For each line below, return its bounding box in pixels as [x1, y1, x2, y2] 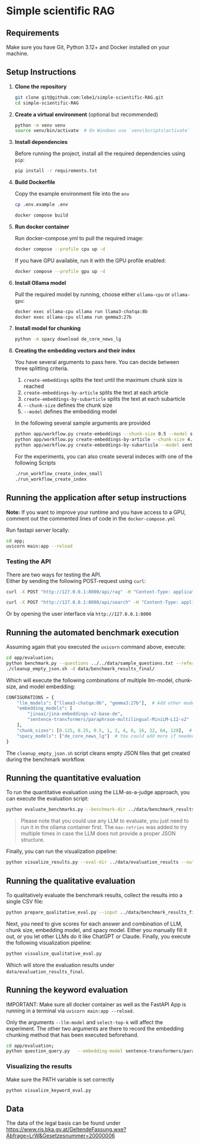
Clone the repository [14, 83, 67, 90]
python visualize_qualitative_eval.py [6, 950, 102, 956]
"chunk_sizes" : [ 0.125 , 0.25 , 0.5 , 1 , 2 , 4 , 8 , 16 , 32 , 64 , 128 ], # [17, 727, 192, 733]
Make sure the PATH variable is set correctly [6, 1075, 114, 1083]
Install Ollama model [14, 279, 66, 286]
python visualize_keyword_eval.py [6, 1087, 92, 1093]
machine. [6, 50, 29, 57]
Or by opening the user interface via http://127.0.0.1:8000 [6, 610, 152, 617]
